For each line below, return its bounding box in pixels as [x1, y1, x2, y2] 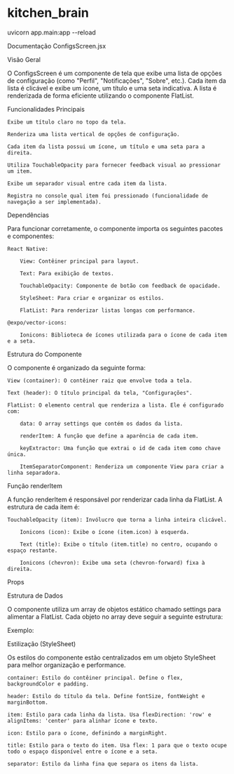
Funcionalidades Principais [7, 105, 85, 113]
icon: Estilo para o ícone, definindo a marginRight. [7, 729, 168, 737]
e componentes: [7, 232, 55, 240]
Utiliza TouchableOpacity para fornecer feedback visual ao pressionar [7, 162, 221, 169]
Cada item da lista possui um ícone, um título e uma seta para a [7, 143, 205, 150]
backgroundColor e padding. [7, 680, 90, 688]
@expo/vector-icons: [7, 319, 68, 326]
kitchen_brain [7, 5, 90, 21]
